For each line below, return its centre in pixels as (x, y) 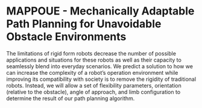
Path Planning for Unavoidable (84, 24)
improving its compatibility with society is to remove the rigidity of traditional (101, 79)
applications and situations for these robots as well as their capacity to (94, 60)
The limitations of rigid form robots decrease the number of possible (91, 53)
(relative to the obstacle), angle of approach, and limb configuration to (93, 92)
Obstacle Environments (66, 37)
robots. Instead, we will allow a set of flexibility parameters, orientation (94, 85)
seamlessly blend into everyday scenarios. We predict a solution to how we (99, 66)
